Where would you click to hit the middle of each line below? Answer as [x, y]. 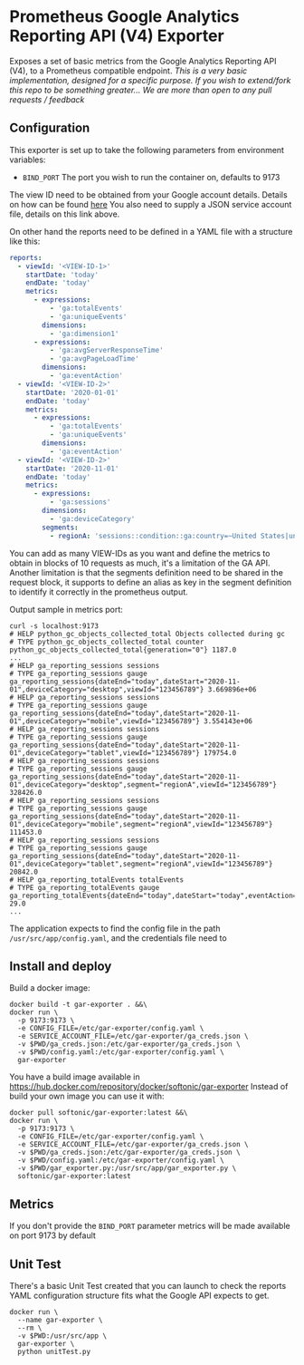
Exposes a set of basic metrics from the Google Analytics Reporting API [143, 61]
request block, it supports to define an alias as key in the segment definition [151, 582]
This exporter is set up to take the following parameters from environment [147, 150]
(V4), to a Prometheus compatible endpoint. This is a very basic [128, 71]
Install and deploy [61, 966]
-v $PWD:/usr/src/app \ [62, 1336]
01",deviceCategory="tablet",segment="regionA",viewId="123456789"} [141, 864]
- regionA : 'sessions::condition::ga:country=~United [153, 536]
